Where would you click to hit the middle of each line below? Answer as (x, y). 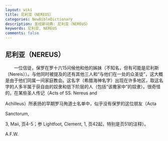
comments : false (22, 33)
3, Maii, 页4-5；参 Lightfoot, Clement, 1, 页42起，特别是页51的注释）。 (77, 124)
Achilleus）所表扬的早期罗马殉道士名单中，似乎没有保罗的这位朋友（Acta (81, 103)
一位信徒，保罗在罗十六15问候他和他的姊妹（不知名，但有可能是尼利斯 (86, 68)
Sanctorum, (17, 113)
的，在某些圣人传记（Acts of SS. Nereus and (51, 93)
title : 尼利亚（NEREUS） (29, 15)
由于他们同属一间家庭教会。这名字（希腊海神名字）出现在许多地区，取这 (84, 80)
